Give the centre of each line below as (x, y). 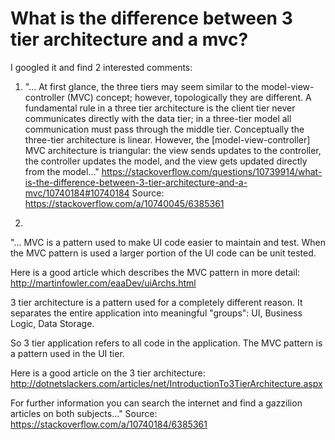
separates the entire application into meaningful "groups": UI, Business (156, 313)
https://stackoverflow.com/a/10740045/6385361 (124, 203)
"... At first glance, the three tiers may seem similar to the (142, 86)
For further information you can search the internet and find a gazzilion (156, 403)
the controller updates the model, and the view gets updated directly (166, 161)
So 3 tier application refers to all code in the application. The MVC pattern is (166, 343)
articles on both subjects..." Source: (84, 413)
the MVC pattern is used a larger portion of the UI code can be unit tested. (163, 253)
